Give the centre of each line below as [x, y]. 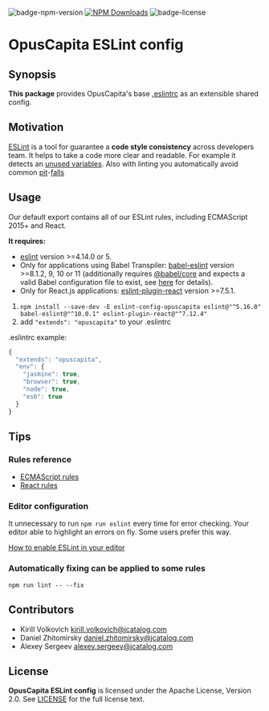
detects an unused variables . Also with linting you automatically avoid [123, 164]
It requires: [27, 241]
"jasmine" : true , [52, 374]
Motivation [36, 127]
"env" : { [30, 367]
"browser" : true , [52, 382]
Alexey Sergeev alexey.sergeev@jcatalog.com [96, 646]
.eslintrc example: [37, 337]
